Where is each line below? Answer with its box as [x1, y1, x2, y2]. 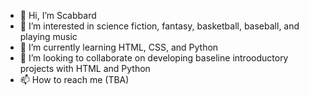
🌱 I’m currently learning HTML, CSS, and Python [19, 41, 219, 53]
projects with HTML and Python [19, 63, 151, 74]
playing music [19, 31, 78, 42]
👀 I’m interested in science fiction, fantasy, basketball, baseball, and [19, 20, 300, 32]
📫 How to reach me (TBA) [19, 74, 130, 85]
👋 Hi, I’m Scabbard [19, 10, 97, 21]
